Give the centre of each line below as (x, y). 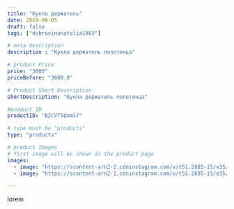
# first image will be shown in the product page (81, 154)
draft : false (26, 26)
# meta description (36, 46)
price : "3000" (28, 71)
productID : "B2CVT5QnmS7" (45, 116)
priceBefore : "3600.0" (40, 77)
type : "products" (32, 135)
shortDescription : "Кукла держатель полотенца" (78, 97)
